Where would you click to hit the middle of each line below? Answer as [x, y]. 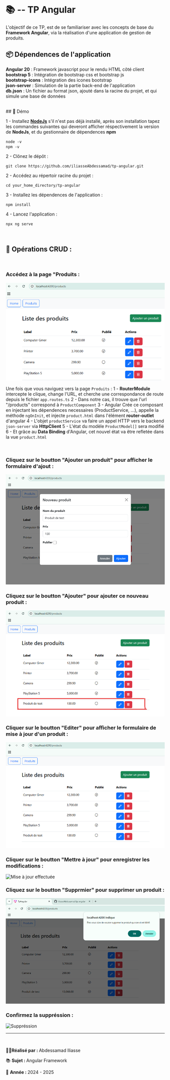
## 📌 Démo [17, 111]
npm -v [13, 147]
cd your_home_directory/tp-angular [43, 185]
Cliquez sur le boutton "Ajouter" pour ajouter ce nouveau [77, 596]
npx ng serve [19, 224]
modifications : [25, 866]
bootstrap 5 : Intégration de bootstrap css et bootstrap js [65, 74]
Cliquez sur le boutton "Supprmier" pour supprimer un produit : [85, 890]
